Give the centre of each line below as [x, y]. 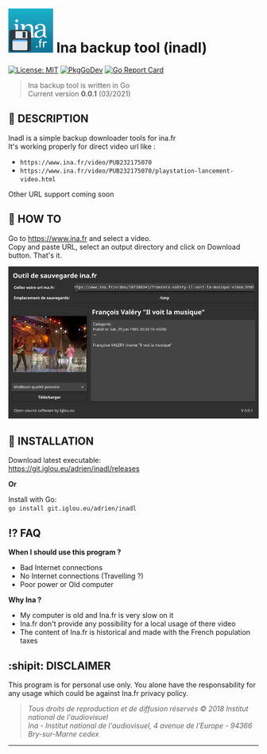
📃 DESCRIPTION [48, 119]
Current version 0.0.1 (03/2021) [79, 93]
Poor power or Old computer [66, 585]
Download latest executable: [55, 461]
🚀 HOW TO [35, 219]
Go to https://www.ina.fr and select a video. [79, 238]
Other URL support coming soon [61, 194]
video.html [38, 179]
